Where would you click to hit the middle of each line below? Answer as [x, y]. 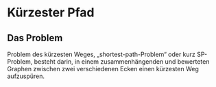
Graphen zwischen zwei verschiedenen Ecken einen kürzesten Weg [103, 69]
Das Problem [35, 38]
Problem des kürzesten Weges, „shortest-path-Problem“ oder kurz [101, 54]
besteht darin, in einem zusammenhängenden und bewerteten [122, 62]
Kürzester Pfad [51, 13]
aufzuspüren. [26, 76]
